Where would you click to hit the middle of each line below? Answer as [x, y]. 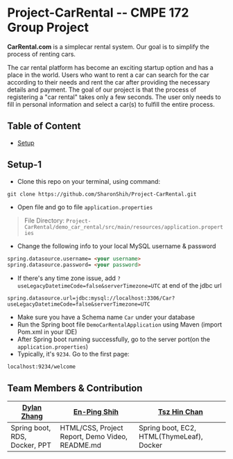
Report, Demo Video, [94, 437]
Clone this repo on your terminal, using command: [89, 181]
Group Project [48, 27]
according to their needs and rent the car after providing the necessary [109, 82]
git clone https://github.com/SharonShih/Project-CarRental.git [102, 194]
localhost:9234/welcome [42, 367]
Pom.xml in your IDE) [47, 332]
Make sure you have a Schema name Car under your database [106, 318]
